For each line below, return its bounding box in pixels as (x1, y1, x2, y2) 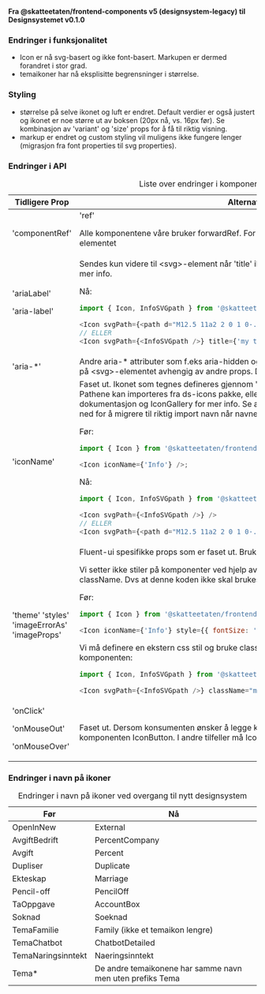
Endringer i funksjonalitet (8, 35, 108, 46)
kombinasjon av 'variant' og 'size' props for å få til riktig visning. (19, 124, 228, 133)
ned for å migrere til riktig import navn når (79, 408, 233, 419)
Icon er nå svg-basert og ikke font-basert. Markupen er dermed (19, 53, 227, 62)
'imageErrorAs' (12, 619, 68, 630)
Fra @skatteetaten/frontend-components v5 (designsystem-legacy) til (8, 7, 246, 16)
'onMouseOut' (12, 722, 65, 733)
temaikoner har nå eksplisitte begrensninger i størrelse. (19, 69, 200, 79)
